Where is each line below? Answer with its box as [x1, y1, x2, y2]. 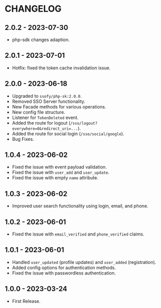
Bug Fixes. [12, 136, 34, 142]
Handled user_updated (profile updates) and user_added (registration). [12, 259, 156, 265]
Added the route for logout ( [12, 120, 71, 126]
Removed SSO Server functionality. [12, 98, 85, 104]
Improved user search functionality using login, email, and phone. [12, 203, 148, 209]
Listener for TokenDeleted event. [12, 114, 79, 121]
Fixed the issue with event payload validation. [12, 164, 107, 170]
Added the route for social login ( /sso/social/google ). [12, 130, 125, 137]
